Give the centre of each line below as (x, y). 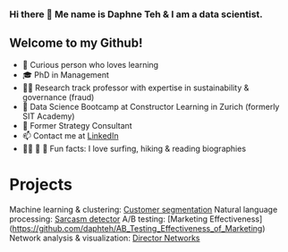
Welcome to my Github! (76, 43)
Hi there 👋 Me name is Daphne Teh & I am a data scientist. (136, 14)
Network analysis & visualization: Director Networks (105, 238)
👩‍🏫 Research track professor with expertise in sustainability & (136, 88)
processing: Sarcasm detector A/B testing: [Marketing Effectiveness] (136, 219)
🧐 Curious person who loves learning (90, 64)
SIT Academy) (48, 116)
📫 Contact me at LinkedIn (70, 135)
